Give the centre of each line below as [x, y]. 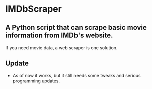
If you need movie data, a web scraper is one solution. [61, 48]
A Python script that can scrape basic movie [76, 28]
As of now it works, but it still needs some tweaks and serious [77, 75]
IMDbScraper [33, 9]
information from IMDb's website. [59, 35]
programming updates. [36, 81]
